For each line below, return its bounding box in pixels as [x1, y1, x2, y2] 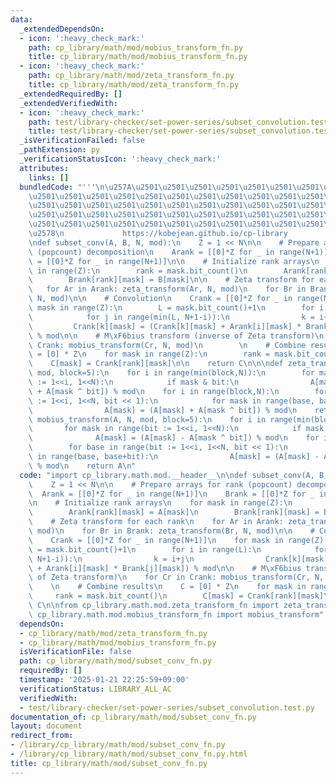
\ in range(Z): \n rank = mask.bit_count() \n [28, 266, 248, 276]
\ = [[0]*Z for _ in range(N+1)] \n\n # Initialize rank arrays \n [28, 256, 320, 266]
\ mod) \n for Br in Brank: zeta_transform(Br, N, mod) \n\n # [28, 526, 315, 536]
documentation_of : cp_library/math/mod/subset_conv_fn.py [10, 712, 257, 722]
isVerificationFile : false [19, 647, 132, 657]
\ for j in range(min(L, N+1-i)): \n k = [28, 312, 315, 322]
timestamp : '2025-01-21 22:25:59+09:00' [19, 675, 190, 685]
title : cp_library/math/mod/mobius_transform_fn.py [28, 52, 248, 62]
